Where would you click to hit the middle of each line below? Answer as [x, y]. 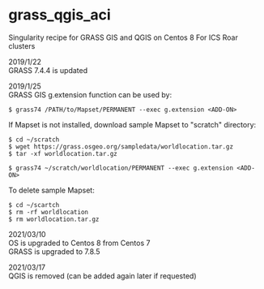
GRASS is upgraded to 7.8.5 [54, 251]
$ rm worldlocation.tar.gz [54, 219]
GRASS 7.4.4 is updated [48, 70]
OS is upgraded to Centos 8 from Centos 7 [79, 243]
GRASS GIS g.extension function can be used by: [90, 94]
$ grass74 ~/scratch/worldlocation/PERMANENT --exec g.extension [121, 168]
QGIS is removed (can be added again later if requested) [102, 276]
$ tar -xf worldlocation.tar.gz [63, 153]
